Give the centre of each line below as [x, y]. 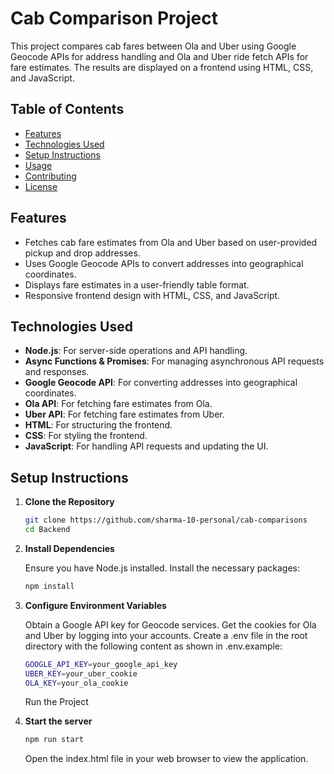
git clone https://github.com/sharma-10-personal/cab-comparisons [166, 520]
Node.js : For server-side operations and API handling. [136, 351]
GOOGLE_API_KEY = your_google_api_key [101, 664]
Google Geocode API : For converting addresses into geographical [161, 383]
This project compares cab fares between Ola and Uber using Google [153, 46]
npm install [49, 586]
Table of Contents [67, 109]
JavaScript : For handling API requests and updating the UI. [146, 446]
